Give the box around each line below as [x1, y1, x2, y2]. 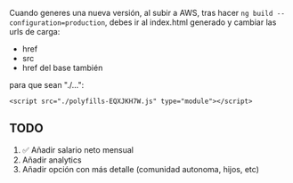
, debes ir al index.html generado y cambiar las [104, 17, 277, 28]
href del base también [21, 62, 103, 73]
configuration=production [9, 19, 105, 28]
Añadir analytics [21, 155, 82, 165]
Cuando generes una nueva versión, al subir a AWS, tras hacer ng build [9, 8, 273, 18]
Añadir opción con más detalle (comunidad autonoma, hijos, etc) [21, 163, 260, 174]
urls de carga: [9, 27, 61, 36]
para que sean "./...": [9, 80, 85, 90]
